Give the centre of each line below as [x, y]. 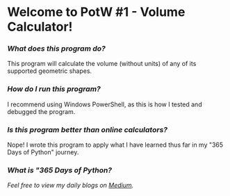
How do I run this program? [54, 89]
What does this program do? [56, 49]
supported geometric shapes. [50, 71]
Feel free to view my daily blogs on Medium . [71, 186]
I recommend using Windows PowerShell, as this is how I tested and [105, 104]
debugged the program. [41, 111]
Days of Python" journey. [43, 152]
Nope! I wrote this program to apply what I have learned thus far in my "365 [115, 145]
